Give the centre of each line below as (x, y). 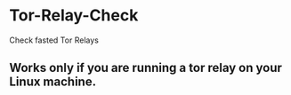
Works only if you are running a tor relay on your (146, 68)
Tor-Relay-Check (74, 16)
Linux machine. (53, 82)
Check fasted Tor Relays (54, 40)
